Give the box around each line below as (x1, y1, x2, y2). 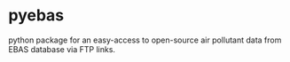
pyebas (8, 5, 65, 26)
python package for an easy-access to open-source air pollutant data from (8, 35, 282, 45)
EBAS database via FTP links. (8, 43, 116, 54)
